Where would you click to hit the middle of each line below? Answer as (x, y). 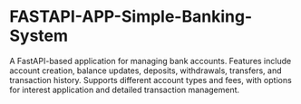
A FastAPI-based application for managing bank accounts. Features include (150, 61)
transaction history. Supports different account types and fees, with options (150, 80)
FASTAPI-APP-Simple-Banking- (131, 17)
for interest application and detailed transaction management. (125, 90)
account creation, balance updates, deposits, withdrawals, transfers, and (146, 71)
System (39, 36)
